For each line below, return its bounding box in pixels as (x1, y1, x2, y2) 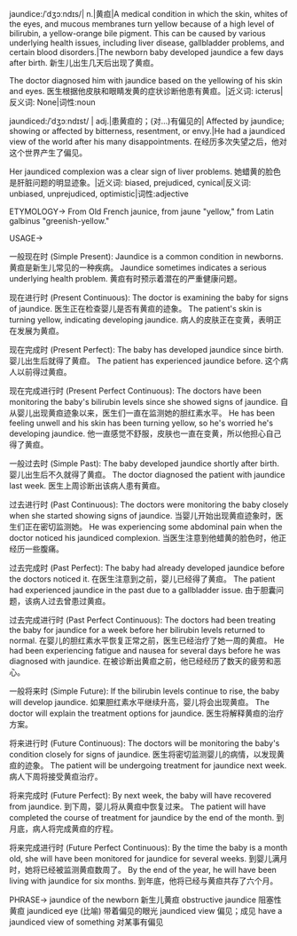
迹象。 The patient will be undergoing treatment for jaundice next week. (24, 760, 287, 771)
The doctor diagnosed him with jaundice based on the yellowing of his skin (9, 75, 283, 85)
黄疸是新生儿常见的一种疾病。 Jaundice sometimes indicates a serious (9, 262, 268, 273)
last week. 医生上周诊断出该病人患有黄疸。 (9, 480, 166, 491)
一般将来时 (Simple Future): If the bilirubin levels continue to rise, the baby (9, 686, 280, 696)
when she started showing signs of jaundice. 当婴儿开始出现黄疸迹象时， (9, 511, 277, 520)
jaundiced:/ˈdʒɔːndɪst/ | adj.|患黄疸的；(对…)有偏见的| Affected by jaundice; (9, 115, 285, 126)
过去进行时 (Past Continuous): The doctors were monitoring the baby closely (9, 499, 289, 510)
